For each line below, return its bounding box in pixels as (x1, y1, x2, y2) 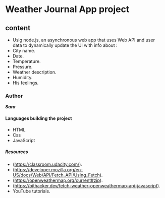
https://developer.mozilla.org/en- (14, 167, 83, 173)
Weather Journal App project (5, 4, 130, 15)
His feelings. (12, 80, 39, 86)
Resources (5, 149, 29, 155)
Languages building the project (5, 115, 72, 121)
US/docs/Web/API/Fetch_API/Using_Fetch (12, 172, 100, 178)
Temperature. (12, 58, 41, 64)
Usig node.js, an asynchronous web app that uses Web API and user (12, 37, 155, 43)
